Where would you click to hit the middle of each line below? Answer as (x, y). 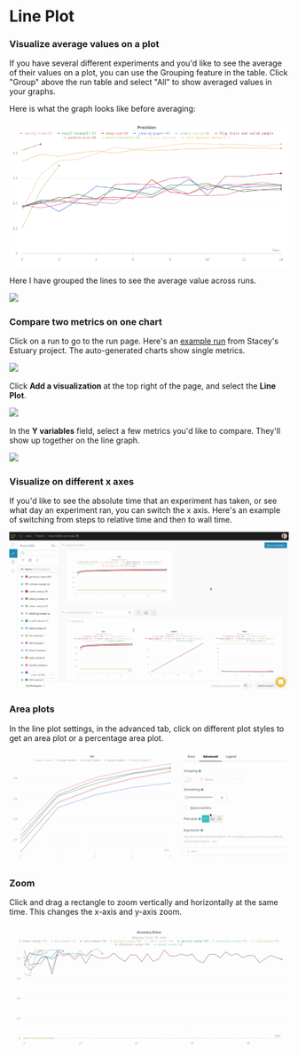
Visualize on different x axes (72, 481)
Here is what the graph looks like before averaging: (102, 109)
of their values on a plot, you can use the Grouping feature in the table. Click (149, 73)
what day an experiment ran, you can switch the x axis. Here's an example (145, 510)
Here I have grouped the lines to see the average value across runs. (133, 280)
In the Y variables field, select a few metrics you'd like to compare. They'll (145, 430)
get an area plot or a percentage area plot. (86, 737)
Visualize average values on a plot (84, 44)
